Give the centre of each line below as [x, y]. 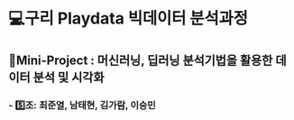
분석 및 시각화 [69, 77]
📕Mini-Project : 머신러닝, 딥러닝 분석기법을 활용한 [141, 60]
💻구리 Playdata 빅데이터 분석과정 [129, 18]
